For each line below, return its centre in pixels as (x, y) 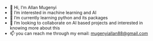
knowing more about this (35, 28)
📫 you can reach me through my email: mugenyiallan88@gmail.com (79, 33)
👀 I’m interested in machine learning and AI (53, 13)
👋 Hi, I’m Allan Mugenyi (33, 7)
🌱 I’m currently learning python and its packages (59, 18)
